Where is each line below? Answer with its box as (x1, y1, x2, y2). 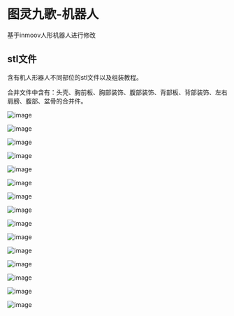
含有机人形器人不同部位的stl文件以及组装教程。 (7, 73, 143, 81)
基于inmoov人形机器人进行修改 (7, 31, 96, 39)
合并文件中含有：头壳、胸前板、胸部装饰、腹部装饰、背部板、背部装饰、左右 (7, 88, 228, 96)
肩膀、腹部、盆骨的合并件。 (7, 96, 87, 105)
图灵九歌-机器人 (7, 6, 99, 22)
